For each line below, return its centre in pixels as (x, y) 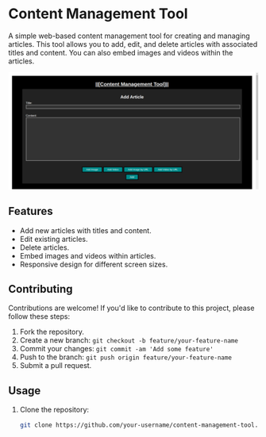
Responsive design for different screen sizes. (94, 264)
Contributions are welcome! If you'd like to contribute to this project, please (131, 308)
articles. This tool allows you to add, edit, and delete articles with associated (133, 44)
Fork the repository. (52, 332)
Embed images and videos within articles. (88, 255)
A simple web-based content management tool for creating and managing (129, 36)
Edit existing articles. (54, 239)
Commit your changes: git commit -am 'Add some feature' (117, 349)
